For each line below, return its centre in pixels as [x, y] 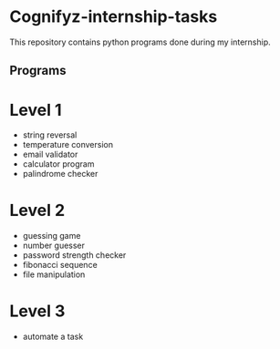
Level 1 [36, 110]
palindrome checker [60, 174]
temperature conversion [68, 145]
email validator [50, 154]
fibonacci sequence [60, 265]
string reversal [50, 135]
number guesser [53, 246]
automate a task [53, 337]
